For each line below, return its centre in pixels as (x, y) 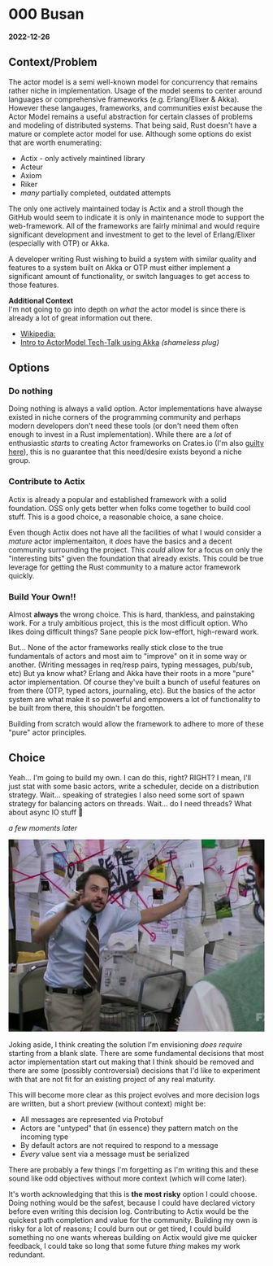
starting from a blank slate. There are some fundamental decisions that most (136, 1053)
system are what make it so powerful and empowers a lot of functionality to (135, 700)
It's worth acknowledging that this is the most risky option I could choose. (133, 1194)
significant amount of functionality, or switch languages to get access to (129, 276)
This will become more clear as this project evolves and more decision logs (134, 1094)
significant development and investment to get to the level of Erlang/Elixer (132, 234)
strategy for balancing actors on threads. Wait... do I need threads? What (130, 803)
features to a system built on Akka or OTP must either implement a (120, 267)
